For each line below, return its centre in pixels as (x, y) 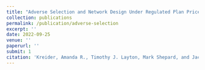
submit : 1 (19, 52)
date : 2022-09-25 (28, 35)
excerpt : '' (21, 29)
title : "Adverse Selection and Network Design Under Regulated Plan (95, 12)
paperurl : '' (23, 46)
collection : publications (39, 18)
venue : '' (19, 40)
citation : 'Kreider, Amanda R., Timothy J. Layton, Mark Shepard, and (98, 57)
